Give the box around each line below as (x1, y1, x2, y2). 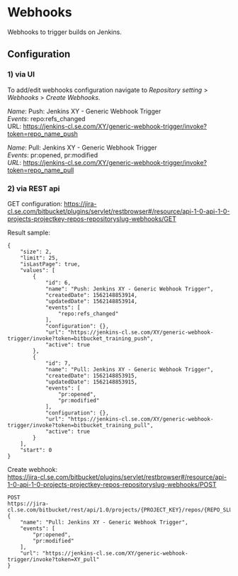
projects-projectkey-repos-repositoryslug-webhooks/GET (7, 214, 177, 223)
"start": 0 (20, 446, 52, 453)
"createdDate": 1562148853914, (45, 291, 138, 298)
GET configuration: (7, 199, 62, 208)
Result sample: (7, 228, 51, 237)
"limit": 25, (20, 254, 59, 261)
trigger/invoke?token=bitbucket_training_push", (7, 334, 154, 342)
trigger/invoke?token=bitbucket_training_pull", (7, 422, 154, 429)
